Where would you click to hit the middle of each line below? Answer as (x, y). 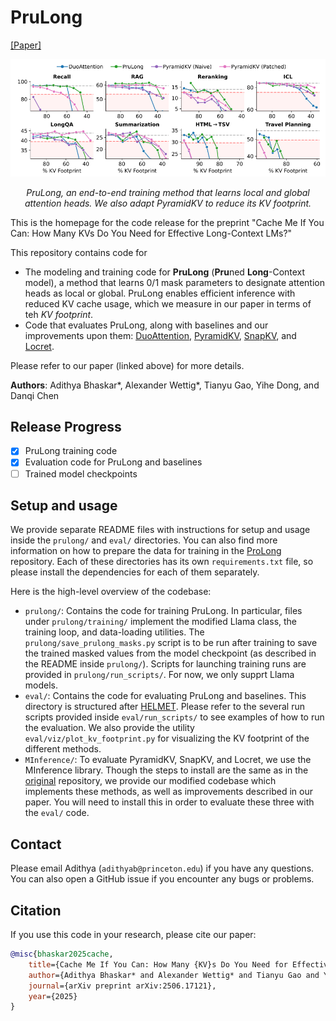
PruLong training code (71, 451)
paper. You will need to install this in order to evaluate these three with (169, 802)
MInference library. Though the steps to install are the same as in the (166, 770)
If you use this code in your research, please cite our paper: (133, 934)
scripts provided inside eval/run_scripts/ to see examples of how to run (174, 717)
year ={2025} (53, 996)
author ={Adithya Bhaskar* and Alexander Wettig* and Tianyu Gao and (174, 975)
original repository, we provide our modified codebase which (150, 781)
